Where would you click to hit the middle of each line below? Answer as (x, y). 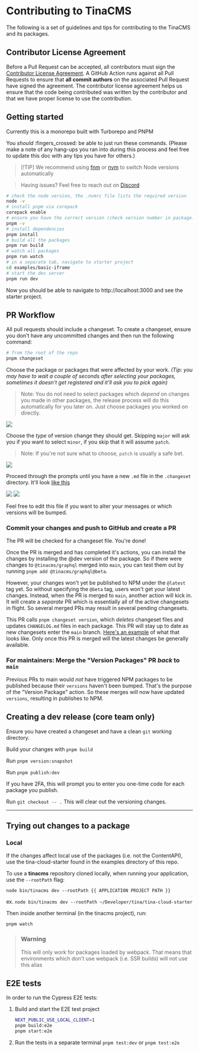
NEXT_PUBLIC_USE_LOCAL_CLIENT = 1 (54, 1020)
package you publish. (32, 790)
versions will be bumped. (37, 513)
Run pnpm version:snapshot (39, 761)
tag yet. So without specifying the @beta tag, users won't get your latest (93, 589)
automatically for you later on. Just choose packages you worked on (104, 407)
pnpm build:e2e (33, 1026)
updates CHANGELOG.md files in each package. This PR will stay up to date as (97, 626)
